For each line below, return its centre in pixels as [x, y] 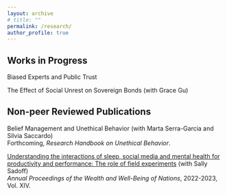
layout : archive [30, 13]
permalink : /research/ [39, 26]
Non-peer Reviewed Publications [79, 112]
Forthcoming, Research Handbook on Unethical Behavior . [89, 143]
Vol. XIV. [19, 185]
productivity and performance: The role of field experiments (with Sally [107, 163]
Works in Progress [47, 60]
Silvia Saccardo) [30, 135]
